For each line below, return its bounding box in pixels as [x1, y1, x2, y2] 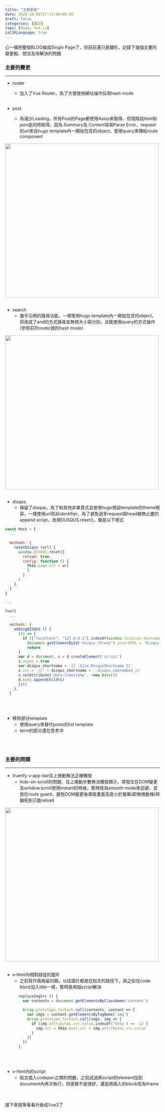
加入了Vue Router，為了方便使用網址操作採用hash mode [19, 90, 134, 96]
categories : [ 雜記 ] [5, 21, 44, 26]
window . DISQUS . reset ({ [18, 549, 65, 554]
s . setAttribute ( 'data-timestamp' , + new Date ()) [18, 672, 118, 678]
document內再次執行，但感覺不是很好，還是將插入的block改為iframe [19, 1081, 159, 1087]
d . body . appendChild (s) [18, 677, 65, 682]
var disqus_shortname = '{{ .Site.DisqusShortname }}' [18, 663, 133, 669]
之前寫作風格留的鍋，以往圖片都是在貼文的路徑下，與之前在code [19, 978, 151, 984]
